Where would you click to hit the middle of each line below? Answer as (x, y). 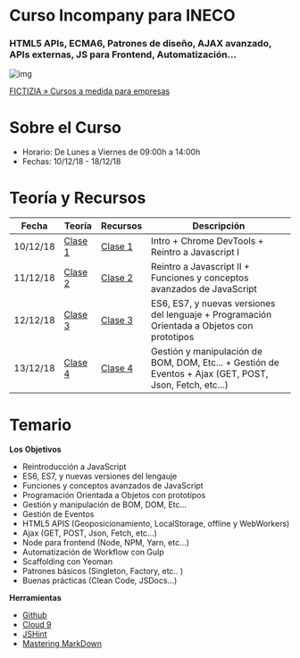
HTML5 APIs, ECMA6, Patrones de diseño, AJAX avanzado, (141, 44)
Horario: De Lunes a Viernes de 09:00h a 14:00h (111, 152)
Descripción (218, 226)
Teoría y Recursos (78, 198)
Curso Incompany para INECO (122, 16)
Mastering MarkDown (62, 644)
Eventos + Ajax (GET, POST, (209, 374)
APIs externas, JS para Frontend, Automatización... (123, 54)
